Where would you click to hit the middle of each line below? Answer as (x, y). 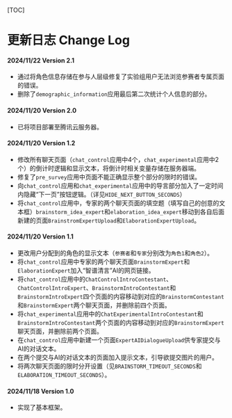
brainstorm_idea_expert (70, 212)
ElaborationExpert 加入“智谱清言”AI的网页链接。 (86, 270)
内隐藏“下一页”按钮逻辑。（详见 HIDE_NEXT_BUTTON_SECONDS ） (101, 194)
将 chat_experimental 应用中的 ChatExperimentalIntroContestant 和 (110, 314)
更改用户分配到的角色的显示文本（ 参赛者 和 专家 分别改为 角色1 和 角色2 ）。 (115, 253)
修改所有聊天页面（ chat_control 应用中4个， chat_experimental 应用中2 (118, 159)
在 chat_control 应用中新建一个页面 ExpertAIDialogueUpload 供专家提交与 (119, 340)
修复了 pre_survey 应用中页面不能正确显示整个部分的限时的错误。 (109, 177)
